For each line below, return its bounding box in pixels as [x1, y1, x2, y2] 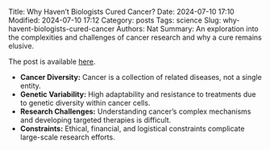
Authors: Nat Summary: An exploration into [116, 24, 260, 33]
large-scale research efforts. [19, 132, 115, 142]
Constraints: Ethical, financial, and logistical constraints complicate [19, 124, 245, 133]
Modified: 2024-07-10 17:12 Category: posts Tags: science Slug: [8, 15, 222, 25]
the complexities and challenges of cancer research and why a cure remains [8, 32, 262, 42]
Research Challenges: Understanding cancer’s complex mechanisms [19, 106, 251, 116]
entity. [19, 81, 42, 90]
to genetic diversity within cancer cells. [19, 98, 151, 107]
